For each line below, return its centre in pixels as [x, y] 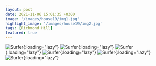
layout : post [19, 10]
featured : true [21, 33]
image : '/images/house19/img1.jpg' [43, 19]
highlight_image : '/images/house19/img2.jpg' [54, 24]
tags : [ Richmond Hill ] [29, 28]
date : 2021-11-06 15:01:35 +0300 [40, 14]
